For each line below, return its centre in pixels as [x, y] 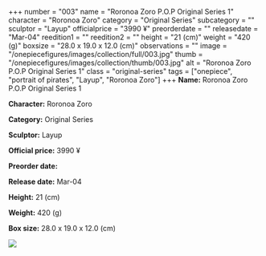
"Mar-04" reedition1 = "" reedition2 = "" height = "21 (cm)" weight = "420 [129, 37]
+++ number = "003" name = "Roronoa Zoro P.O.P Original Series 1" [121, 12]
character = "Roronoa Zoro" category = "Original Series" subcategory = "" [131, 20]
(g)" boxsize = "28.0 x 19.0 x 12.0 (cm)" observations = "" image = [118, 46]
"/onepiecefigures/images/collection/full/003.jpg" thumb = [106, 54]
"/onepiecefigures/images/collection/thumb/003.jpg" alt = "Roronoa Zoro [130, 63]
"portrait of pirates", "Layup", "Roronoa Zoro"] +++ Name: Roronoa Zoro [128, 80]
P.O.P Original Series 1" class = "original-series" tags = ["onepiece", [121, 71]
